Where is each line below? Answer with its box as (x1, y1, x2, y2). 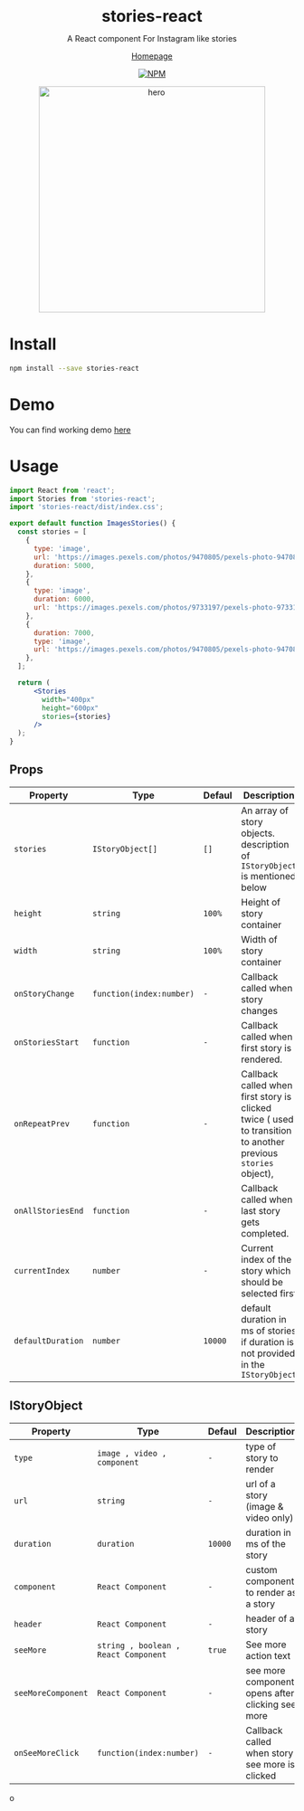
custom (245, 1563, 278, 1576)
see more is (245, 1758, 296, 1770)
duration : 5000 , (33, 561, 95, 570)
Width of (241, 933, 278, 945)
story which (241, 1264, 291, 1276)
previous (241, 1146, 279, 1159)
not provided (241, 1347, 296, 1360)
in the (241, 1358, 265, 1370)
